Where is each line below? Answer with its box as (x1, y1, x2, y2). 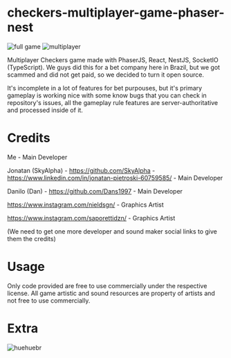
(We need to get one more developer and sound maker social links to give (7, 227, 218, 236)
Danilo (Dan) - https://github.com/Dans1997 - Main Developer (7, 187, 183, 195)
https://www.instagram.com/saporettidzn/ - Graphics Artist (7, 214, 176, 222)
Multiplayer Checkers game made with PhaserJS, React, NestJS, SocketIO (7, 55, 219, 64)
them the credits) (7, 234, 57, 243)
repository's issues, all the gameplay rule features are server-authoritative (7, 98, 219, 106)
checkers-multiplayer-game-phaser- (7, 5, 225, 21)
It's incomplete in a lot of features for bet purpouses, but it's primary (7, 84, 203, 92)
